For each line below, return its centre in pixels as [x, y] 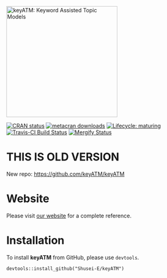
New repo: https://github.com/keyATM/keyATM [65, 174]
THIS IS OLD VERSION [63, 157]
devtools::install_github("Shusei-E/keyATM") [65, 269]
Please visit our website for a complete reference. [69, 216]
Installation [35, 240]
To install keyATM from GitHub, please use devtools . [73, 257]
